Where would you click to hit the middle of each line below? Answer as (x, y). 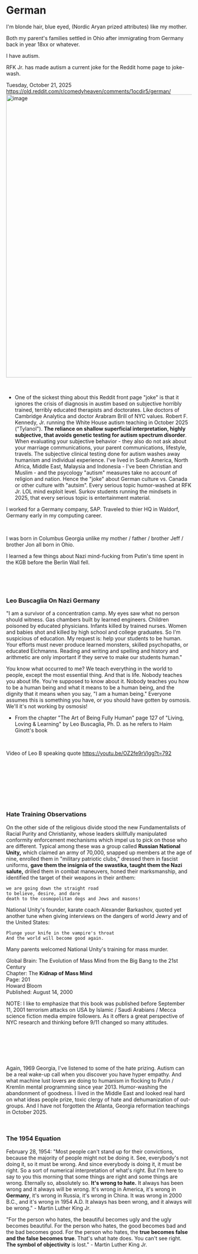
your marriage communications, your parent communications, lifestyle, (100, 447)
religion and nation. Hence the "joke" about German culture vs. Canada (101, 478)
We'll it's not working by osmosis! (47, 706)
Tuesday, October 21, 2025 (39, 85)
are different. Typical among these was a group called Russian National (93, 846)
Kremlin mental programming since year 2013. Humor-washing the (87, 1087)
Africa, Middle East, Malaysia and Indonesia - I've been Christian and (98, 466)
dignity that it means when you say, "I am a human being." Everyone (89, 694)
